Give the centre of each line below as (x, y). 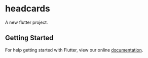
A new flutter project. (27, 22)
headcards (28, 9)
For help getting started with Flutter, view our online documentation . (74, 50)
